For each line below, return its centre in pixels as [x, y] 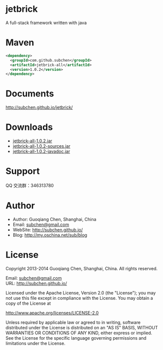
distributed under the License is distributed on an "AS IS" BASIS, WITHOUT [82, 327]
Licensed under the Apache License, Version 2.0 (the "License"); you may [81, 293]
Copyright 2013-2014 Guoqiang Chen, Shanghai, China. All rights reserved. [82, 268]
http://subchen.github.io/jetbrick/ [39, 107]
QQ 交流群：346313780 [30, 186]
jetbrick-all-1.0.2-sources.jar [41, 146]
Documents [30, 94]
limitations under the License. [35, 343]
